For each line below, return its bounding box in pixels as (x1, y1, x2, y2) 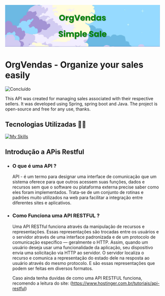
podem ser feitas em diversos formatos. (12, 265, 93, 271)
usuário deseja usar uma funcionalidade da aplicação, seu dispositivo (12, 244, 153, 250)
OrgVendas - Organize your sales (5, 59, 144, 71)
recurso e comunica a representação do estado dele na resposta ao (12, 255, 150, 261)
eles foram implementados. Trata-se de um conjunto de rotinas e (12, 189, 144, 195)
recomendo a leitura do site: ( (12, 280, 72, 286)
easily (5, 70, 30, 81)
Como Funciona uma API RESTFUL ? (12, 212, 100, 219)
